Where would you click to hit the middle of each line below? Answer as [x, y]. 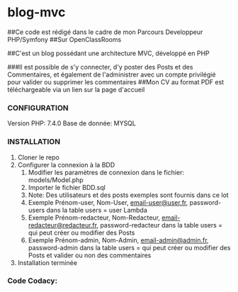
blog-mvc [36, 12]
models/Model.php [56, 180]
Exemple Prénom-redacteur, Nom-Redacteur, [94, 218]
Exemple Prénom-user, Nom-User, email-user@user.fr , [108, 202]
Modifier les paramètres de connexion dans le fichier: [106, 172]
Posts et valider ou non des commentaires [90, 255]
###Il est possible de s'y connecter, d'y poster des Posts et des [100, 67]
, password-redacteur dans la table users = [160, 225]
